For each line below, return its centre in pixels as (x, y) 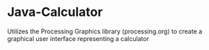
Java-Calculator (55, 12)
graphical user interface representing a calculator (78, 38)
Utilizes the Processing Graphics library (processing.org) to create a (105, 31)
